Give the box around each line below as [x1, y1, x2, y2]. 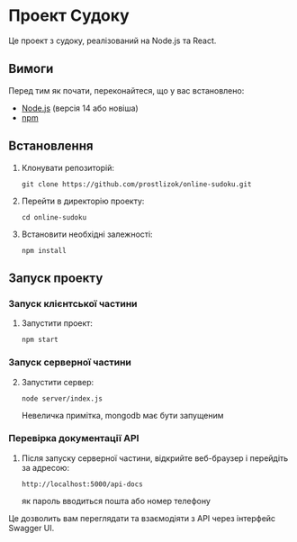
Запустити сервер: [21, 376, 94, 387]
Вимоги [8, 61, 54, 77]
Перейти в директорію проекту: [21, 195, 145, 206]
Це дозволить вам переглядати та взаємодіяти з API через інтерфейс [8, 512, 276, 523]
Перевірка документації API [8, 432, 139, 445]
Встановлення [8, 139, 94, 154]
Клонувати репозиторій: [21, 162, 114, 173]
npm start [21, 335, 59, 345]
